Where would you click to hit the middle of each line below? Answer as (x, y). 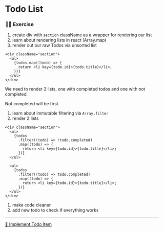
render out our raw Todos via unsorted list (54, 46)
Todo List (24, 9)
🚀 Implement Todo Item (29, 224)
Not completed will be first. (32, 104)
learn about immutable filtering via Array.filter (60, 113)
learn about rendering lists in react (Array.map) (59, 40)
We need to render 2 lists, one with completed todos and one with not (75, 89)
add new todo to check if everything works (55, 210)
